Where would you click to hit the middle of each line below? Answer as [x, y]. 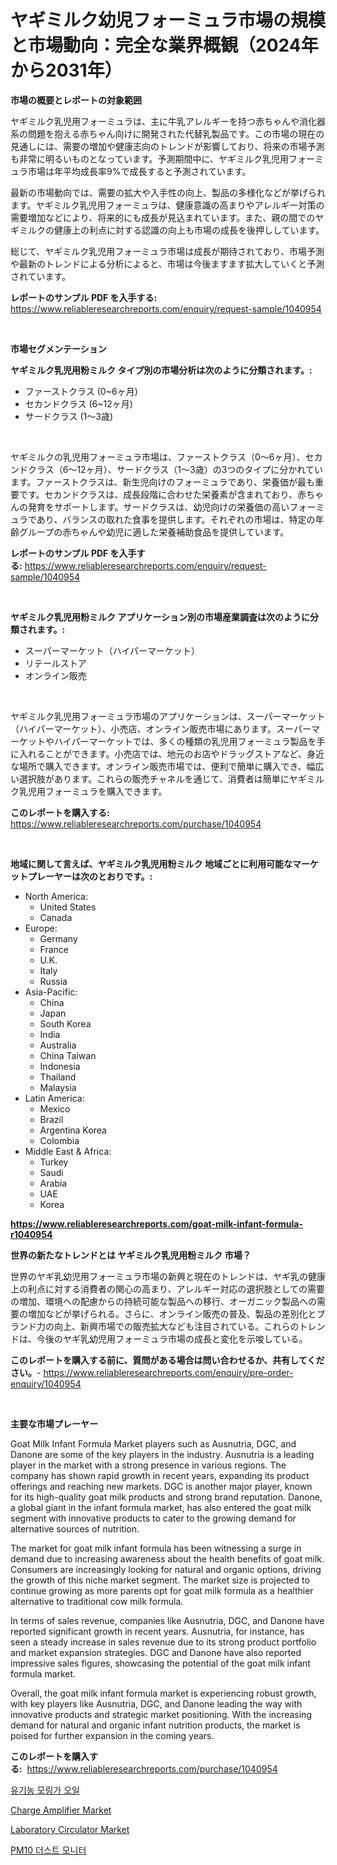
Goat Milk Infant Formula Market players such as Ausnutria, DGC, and [153, 1443]
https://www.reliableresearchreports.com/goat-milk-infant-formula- [156, 1223]
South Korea [65, 1023]
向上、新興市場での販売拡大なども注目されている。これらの [176, 1326]
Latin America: [54, 1098]
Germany [58, 938]
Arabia [53, 1183]
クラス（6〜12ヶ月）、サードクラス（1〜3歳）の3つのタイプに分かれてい [175, 469]
